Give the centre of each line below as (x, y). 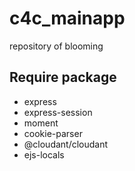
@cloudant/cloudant (66, 144)
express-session (58, 112)
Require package (63, 77)
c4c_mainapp (67, 18)
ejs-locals (44, 154)
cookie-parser (53, 133)
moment (41, 123)
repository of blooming (56, 46)
